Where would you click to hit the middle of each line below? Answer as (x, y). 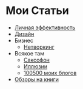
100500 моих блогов (50, 73)
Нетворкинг (39, 47)
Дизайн (24, 34)
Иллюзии (35, 66)
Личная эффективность (45, 27)
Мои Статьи (37, 11)
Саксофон (36, 60)
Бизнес (24, 40)
